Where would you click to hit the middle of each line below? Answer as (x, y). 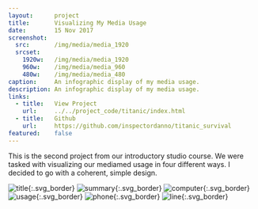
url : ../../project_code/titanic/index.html (104, 112)
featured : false (40, 133)
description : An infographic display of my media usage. (104, 89)
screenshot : (28, 38)
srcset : (28, 52)
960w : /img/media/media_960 (74, 67)
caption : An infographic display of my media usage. (104, 82)
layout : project (44, 15)
